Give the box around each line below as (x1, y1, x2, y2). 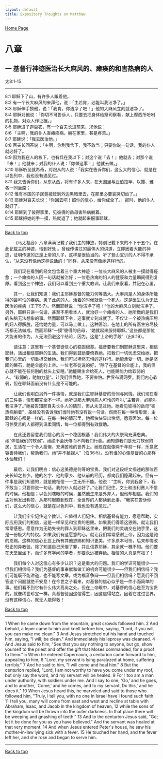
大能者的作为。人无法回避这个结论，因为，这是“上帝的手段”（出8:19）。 (5, 333, 147, 339)
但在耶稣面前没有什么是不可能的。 (13, 380, 81, 386)
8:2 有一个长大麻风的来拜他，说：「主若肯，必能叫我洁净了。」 (5, 99, 128, 105)
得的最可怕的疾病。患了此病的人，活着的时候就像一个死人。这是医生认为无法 (5, 297, 158, 303)
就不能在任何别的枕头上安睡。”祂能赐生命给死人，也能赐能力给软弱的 (9, 368, 146, 374)
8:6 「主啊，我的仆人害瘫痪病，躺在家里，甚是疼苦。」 (5, 130, 113, 136)
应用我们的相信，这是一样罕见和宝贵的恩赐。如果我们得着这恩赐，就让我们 (9, 519, 158, 525)
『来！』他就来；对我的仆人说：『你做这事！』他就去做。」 (5, 160, 120, 166)
